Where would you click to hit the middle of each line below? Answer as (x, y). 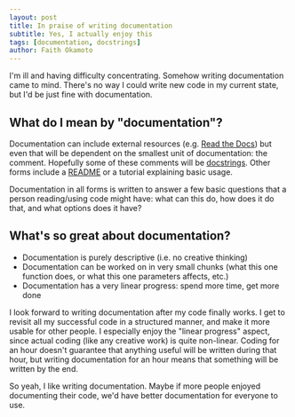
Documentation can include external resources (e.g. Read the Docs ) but (141, 144)
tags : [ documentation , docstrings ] (75, 42)
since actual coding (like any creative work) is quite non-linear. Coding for (144, 340)
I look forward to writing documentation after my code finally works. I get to (147, 312)
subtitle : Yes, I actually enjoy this (81, 34)
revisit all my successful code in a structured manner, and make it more (140, 321)
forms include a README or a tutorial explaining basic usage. (121, 172)
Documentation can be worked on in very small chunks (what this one (150, 266)
